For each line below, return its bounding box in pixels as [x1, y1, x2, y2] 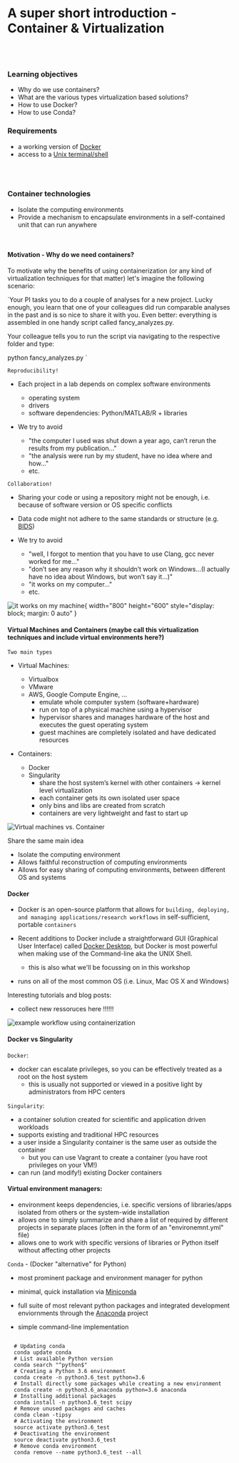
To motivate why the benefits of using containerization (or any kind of [7, 266, 212, 275]
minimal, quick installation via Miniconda [17, 1287, 137, 1296]
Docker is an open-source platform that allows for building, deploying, [17, 905, 230, 914]
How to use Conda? [17, 108, 76, 117]
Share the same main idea [7, 836, 84, 845]
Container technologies [7, 189, 91, 199]
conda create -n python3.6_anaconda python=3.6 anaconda [14, 1386, 187, 1393]
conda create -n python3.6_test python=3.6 [14, 1374, 145, 1381]
